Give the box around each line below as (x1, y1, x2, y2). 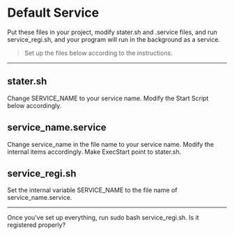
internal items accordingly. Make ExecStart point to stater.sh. (7, 148, 182, 156)
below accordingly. (7, 101, 62, 109)
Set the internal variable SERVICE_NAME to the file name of (7, 186, 178, 194)
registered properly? (7, 221, 66, 229)
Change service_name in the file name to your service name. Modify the (7, 140, 214, 148)
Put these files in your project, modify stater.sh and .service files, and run (7, 28, 218, 36)
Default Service (7, 5, 100, 21)
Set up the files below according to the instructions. (24, 49, 173, 57)
